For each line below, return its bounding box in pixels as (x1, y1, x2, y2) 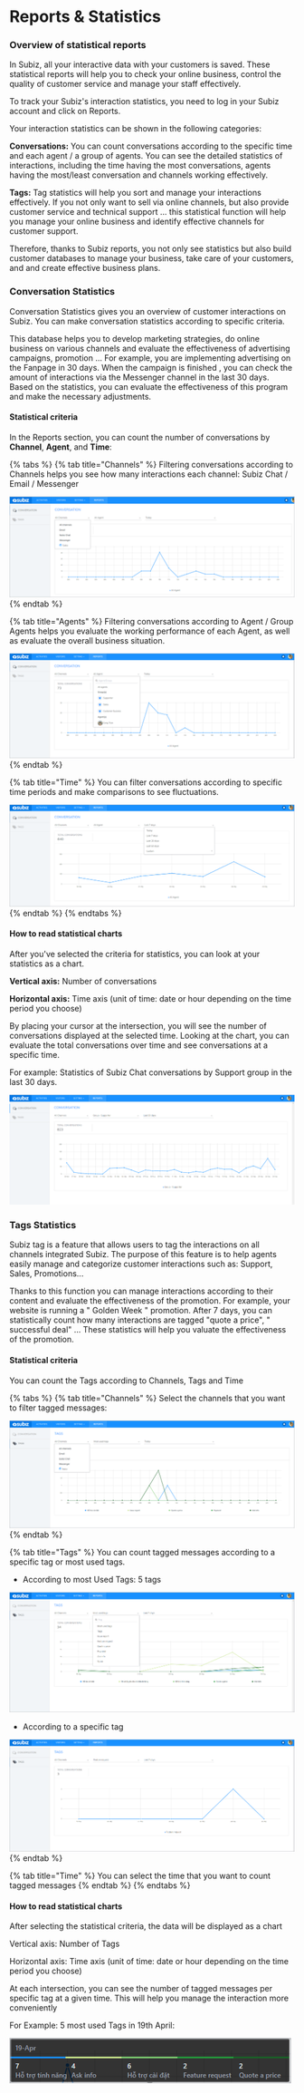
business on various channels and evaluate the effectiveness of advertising (9, 343, 291, 354)
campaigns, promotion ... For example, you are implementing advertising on (9, 352, 291, 363)
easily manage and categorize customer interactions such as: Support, (9, 1258, 273, 1270)
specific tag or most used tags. (9, 1556, 126, 1567)
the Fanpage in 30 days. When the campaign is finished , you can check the (9, 362, 292, 373)
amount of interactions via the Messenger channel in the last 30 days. (9, 372, 270, 383)
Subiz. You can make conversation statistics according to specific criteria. (9, 315, 285, 326)
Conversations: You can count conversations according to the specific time (9, 141, 292, 151)
